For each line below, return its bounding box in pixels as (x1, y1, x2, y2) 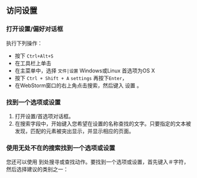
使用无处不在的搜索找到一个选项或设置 (6, 144, 115, 152)
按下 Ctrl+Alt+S (14, 52, 54, 59)
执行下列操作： (6, 39, 43, 46)
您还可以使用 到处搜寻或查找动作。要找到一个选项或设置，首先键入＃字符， (6, 158, 189, 166)
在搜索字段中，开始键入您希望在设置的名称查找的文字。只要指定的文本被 (14, 120, 191, 127)
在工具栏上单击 (14, 59, 51, 66)
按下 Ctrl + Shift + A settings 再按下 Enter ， (14, 74, 128, 81)
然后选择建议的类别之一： (6, 166, 69, 173)
